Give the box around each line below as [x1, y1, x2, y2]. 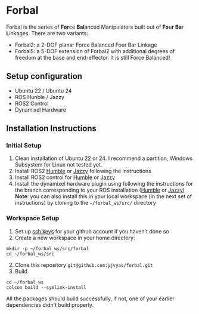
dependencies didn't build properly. [6, 301, 94, 308]
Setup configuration [6, 71, 82, 81]
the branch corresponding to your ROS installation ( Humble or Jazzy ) [14, 186, 185, 194]
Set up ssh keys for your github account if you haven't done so [14, 227, 170, 235]
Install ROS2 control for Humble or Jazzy [14, 174, 115, 181]
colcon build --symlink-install [6, 284, 86, 290]
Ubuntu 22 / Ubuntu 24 [14, 87, 72, 94]
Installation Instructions [6, 124, 97, 134]
